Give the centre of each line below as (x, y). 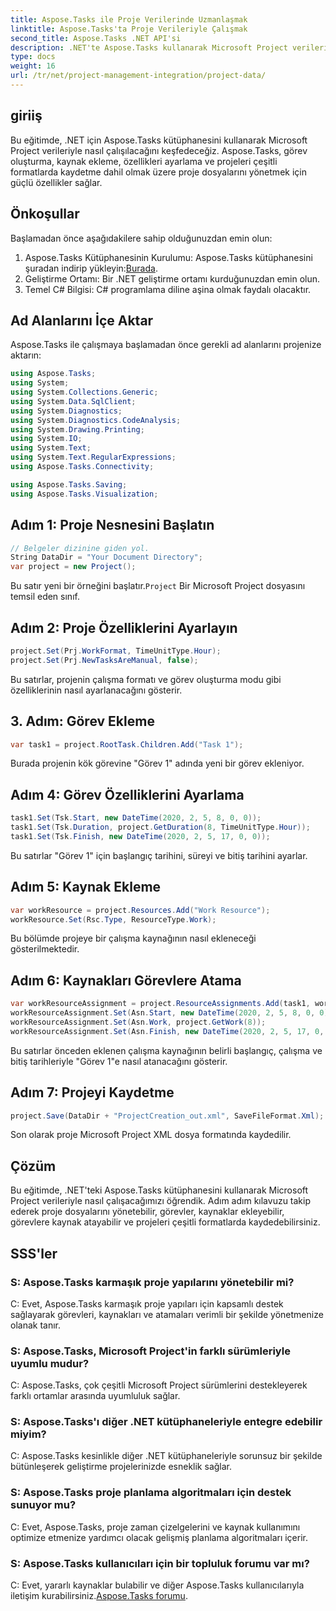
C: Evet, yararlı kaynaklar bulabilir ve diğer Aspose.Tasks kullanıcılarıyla (157, 1585)
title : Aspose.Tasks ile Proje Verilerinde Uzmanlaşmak (129, 19)
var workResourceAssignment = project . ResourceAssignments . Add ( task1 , (160, 1004)
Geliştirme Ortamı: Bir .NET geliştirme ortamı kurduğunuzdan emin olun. (172, 278)
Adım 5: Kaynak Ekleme (86, 887)
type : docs (33, 57)
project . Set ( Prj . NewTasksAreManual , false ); (104, 660)
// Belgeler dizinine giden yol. (80, 548)
